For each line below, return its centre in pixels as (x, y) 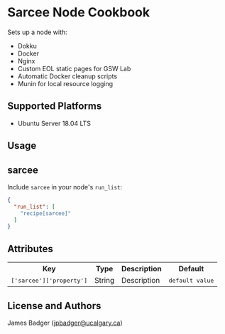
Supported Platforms (55, 106)
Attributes (30, 249)
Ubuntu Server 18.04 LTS (54, 123)
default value (191, 280)
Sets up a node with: (37, 32)
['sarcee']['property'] (49, 280)
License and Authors (54, 306)
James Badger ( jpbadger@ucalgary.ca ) (65, 323)
